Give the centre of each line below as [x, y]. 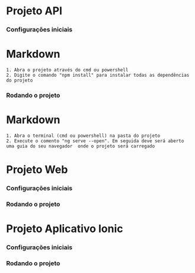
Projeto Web [37, 170]
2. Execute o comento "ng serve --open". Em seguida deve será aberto [95, 141]
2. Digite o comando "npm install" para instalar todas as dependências [98, 76]
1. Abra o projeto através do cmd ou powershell [67, 70]
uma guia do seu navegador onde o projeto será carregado [81, 146]
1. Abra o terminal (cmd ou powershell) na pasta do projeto [83, 136]
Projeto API [34, 11]
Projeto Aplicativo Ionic [65, 229]
